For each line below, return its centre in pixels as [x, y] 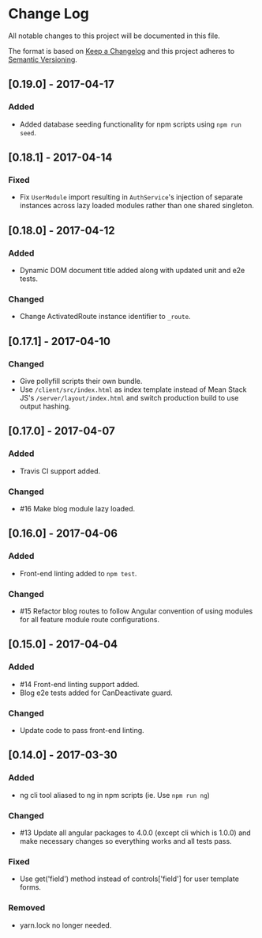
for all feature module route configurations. [90, 619]
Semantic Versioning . [43, 59]
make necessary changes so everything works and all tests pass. [125, 841]
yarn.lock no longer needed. [65, 925]
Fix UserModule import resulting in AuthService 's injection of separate [131, 197]
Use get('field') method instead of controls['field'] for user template [129, 879]
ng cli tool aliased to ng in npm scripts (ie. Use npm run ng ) [115, 795]
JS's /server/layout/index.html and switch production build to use [129, 397]
